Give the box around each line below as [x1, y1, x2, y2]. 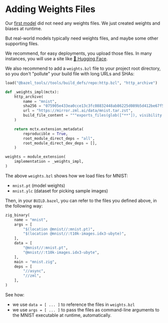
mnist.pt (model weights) [12, 182, 65, 188]
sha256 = [23, 103, 41, 109]
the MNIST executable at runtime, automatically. [12, 312, 111, 318]
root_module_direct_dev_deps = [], [23, 141, 97, 146]
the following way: [5, 202, 43, 209]
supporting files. [5, 40, 39, 46]
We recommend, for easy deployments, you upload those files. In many [5, 50, 152, 56]
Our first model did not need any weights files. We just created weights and [5, 20, 160, 26]
